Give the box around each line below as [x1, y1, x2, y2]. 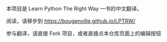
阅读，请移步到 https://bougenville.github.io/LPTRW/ [6, 17, 136, 24]
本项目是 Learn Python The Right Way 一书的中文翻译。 [6, 5, 142, 12]
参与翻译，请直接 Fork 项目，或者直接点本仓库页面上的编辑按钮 [6, 30, 162, 37]
